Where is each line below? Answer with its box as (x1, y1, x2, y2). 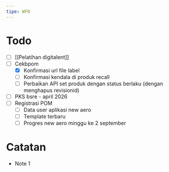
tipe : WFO (6, 8, 31, 15)
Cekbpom (14, 60, 39, 67)
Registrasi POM (14, 100, 53, 107)
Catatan (6, 141, 46, 154)
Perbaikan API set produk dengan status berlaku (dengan (23, 80, 164, 87)
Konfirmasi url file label (23, 67, 80, 74)
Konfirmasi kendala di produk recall (23, 73, 110, 80)
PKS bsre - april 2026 (14, 92, 68, 100)
